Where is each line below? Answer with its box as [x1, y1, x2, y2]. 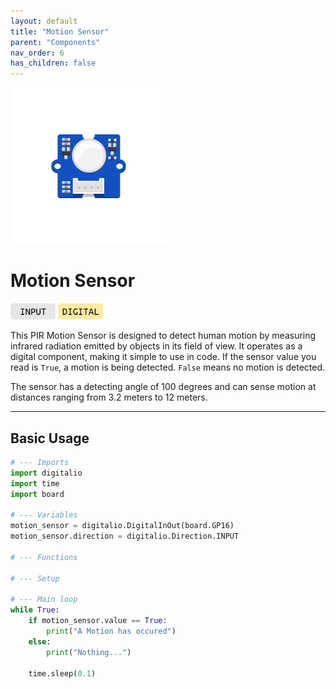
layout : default [10, 16, 78, 26]
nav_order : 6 [10, 48, 65, 58]
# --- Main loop [10, 595, 78, 605]
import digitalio [10, 468, 83, 478]
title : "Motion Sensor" [10, 26, 110, 37]
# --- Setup [10, 573, 60, 584]
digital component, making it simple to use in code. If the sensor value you [10, 351, 317, 363]
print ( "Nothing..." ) [46, 647, 132, 657]
